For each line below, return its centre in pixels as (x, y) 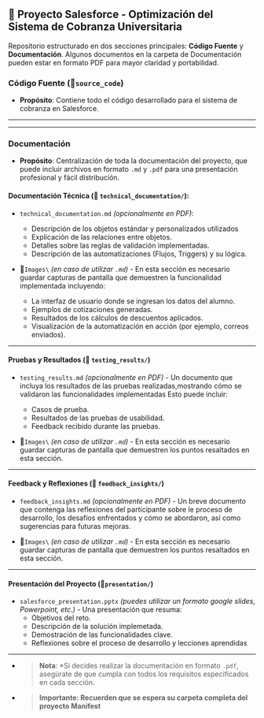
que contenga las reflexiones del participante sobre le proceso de (126, 510)
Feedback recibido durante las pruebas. (96, 426)
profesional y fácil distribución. (70, 177)
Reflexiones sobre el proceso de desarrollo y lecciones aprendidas (139, 643)
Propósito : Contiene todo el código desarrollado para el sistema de (128, 100)
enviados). (48, 334)
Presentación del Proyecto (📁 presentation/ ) (81, 583)
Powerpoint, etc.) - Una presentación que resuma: (101, 610)
